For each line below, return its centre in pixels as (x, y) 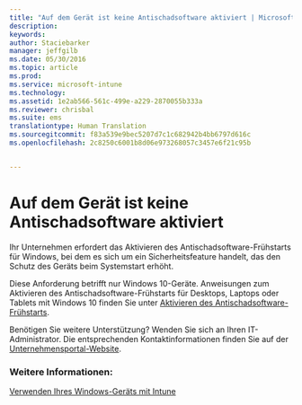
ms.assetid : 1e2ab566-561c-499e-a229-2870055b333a (106, 101)
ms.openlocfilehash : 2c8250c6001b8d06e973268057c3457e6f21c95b (130, 143)
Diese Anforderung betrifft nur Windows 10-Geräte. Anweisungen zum (139, 283)
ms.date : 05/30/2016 (48, 59)
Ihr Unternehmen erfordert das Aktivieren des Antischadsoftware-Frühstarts (151, 247)
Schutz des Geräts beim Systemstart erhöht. (91, 266)
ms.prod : (26, 76)
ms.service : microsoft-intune (66, 84)
